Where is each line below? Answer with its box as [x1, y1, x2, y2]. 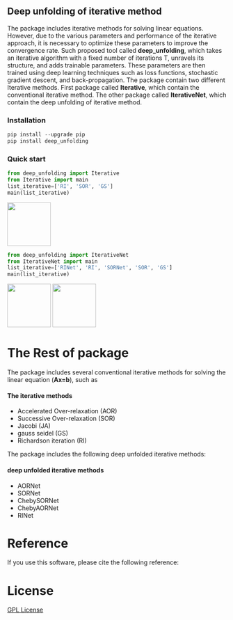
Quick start [7, 154, 47, 164]
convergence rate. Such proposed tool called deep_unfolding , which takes [7, 46, 223, 54]
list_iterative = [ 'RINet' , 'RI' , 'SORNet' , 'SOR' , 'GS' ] [7, 264, 172, 271]
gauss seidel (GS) [17, 429, 68, 438]
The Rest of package [7, 345, 129, 361]
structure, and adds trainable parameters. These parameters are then [7, 61, 206, 69]
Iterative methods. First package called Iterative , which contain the [7, 83, 200, 91]
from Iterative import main [7, 177, 89, 184]
